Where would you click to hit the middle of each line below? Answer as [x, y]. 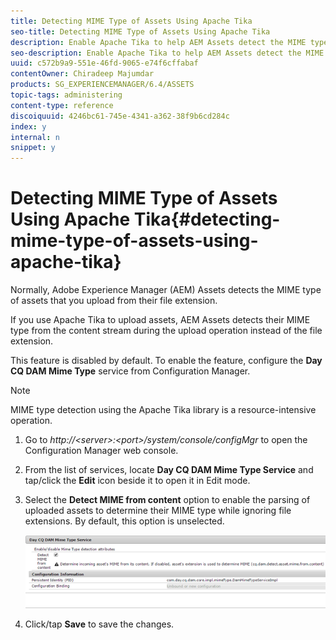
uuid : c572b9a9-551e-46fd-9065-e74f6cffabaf [104, 63]
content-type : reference [62, 105]
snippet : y [33, 148]
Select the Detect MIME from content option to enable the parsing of [167, 500]
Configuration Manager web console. [101, 451]
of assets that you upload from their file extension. [114, 301]
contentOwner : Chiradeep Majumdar [82, 74]
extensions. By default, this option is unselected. [124, 521]
